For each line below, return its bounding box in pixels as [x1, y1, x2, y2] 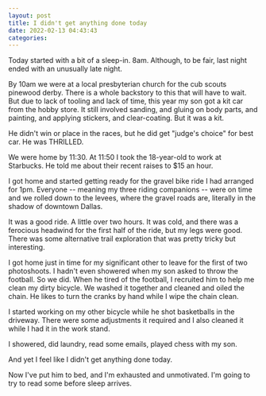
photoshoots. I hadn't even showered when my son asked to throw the [8, 266, 238, 276]
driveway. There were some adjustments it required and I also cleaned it [8, 316, 244, 325]
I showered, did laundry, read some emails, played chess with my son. [8, 340, 238, 349]
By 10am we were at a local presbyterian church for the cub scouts [8, 80, 227, 89]
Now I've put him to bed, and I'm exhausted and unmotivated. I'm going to [8, 371, 251, 380]
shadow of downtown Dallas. [8, 202, 103, 212]
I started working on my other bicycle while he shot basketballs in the [8, 307, 235, 316]
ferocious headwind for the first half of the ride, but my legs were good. [8, 226, 243, 235]
